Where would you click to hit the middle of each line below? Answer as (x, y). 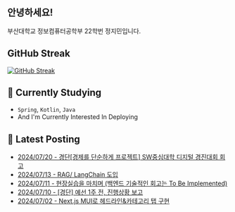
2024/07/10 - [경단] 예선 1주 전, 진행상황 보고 (80, 192)
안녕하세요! (30, 13)
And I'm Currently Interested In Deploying (78, 117)
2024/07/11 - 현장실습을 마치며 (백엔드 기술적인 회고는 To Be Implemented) (122, 183)
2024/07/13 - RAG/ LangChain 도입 (68, 175)
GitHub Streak (39, 54)
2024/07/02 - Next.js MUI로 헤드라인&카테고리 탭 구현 (94, 201)
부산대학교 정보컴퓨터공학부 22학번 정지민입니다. (74, 31)
